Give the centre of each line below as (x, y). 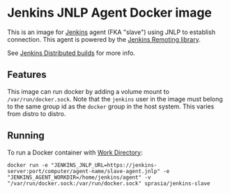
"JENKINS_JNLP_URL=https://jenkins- (104, 165)
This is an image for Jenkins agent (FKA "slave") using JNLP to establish (112, 32)
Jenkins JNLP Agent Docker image (110, 13)
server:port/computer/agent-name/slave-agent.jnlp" (84, 171)
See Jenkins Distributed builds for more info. (71, 53)
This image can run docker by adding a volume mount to (88, 91)
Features (27, 75)
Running (26, 136)
